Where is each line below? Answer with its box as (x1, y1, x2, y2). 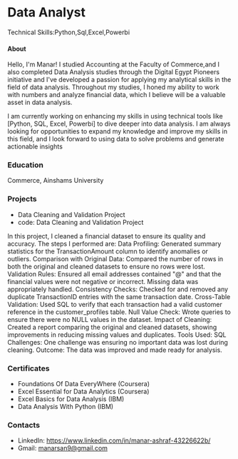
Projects (7, 194, 37, 204)
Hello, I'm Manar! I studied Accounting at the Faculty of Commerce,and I (7, 60, 219, 69)
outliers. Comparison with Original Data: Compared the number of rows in (7, 254, 224, 263)
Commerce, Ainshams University (7, 176, 104, 185)
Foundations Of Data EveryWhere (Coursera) (17, 380, 150, 388)
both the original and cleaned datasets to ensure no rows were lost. (7, 262, 205, 271)
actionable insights (7, 142, 63, 151)
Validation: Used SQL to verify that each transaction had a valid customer (7, 300, 222, 308)
